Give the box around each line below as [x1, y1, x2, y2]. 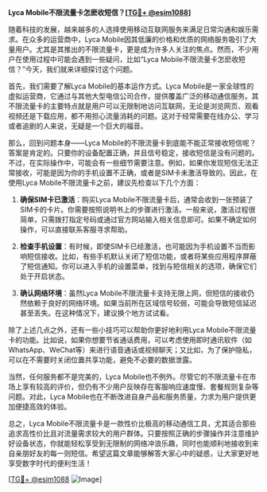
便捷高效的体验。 [14, 402, 72, 411]
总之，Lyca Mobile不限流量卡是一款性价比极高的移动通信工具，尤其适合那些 [8, 419, 257, 428]
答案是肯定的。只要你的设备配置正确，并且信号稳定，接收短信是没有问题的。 [8, 148, 259, 158]
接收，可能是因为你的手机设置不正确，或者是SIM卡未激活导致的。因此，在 [14, 168, 258, 178]
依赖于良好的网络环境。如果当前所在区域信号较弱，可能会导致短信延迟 [26, 299, 257, 307]
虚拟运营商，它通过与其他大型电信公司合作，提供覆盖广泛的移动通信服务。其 [8, 92, 259, 100]
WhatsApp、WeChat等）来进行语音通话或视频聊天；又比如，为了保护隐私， [8, 346, 257, 354]
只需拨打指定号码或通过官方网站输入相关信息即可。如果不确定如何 [41, 215, 257, 224]
